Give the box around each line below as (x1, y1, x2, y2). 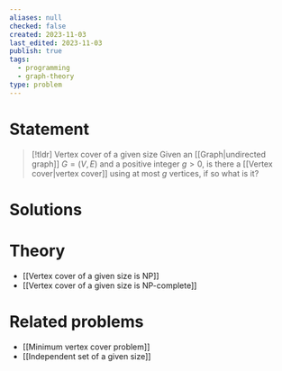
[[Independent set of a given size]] (22, 350, 151, 361)
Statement (9, 119, 90, 140)
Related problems (9, 312, 144, 331)
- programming (17, 64, 70, 73)
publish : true (9, 47, 63, 56)
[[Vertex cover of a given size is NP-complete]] (22, 280, 197, 291)
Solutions (9, 199, 83, 220)
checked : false (9, 22, 67, 31)
